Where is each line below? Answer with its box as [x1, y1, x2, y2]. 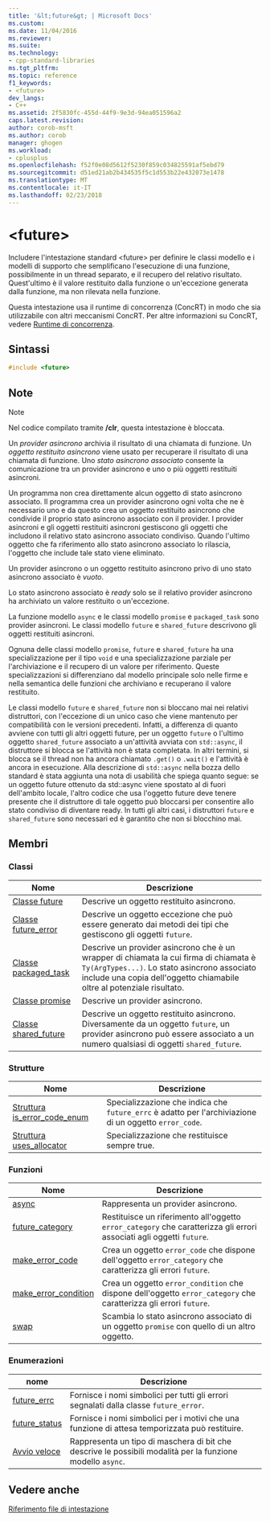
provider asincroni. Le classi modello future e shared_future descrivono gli [8, 621, 257, 630]
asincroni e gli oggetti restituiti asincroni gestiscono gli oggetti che [8, 523, 228, 532]
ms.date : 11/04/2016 [8, 27, 78, 35]
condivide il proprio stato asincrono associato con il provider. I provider [8, 514, 243, 523]
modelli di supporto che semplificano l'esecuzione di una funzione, [8, 260, 231, 270]
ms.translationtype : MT [8, 176, 88, 185]
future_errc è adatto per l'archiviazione [106, 1107, 257, 1118]
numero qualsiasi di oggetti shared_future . [81, 1038, 243, 1049]
